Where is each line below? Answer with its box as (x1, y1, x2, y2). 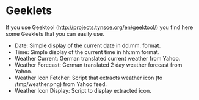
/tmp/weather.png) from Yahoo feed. (14, 80, 107, 88)
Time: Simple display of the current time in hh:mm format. (14, 48, 160, 55)
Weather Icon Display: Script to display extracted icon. (14, 87, 152, 94)
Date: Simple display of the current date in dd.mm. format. (14, 42, 161, 49)
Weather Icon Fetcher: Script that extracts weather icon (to (14, 74, 163, 81)
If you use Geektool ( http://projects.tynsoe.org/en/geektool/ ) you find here (5, 24, 194, 31)
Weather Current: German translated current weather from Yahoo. (14, 55, 181, 62)
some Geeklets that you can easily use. (5, 30, 104, 37)
